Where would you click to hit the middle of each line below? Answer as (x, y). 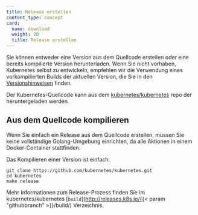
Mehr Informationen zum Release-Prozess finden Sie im (76, 192)
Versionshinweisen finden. (39, 83)
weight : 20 (25, 35)
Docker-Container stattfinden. (43, 147)
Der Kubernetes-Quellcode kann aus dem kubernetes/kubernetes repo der (99, 95)
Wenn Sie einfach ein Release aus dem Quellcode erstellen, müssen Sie (95, 134)
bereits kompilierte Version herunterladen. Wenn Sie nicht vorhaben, (91, 64)
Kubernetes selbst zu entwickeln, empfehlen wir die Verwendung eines (94, 70)
